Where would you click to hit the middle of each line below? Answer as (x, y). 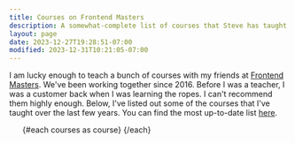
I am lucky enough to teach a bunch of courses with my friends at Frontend (147, 75)
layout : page (33, 34)
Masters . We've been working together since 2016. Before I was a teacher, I (147, 85)
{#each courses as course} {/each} (86, 130)
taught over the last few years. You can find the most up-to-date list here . (143, 113)
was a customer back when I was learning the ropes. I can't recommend (141, 94)
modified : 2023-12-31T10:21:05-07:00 (79, 50)
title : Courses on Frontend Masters (77, 17)
